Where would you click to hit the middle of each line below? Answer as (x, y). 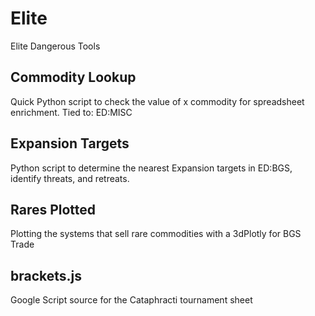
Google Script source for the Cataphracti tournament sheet (131, 300)
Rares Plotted (53, 209)
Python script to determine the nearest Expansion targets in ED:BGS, (151, 168)
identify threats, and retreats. (70, 178)
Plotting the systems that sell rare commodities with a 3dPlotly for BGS (156, 234)
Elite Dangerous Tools (55, 46)
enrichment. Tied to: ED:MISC (71, 112)
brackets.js (46, 275)
